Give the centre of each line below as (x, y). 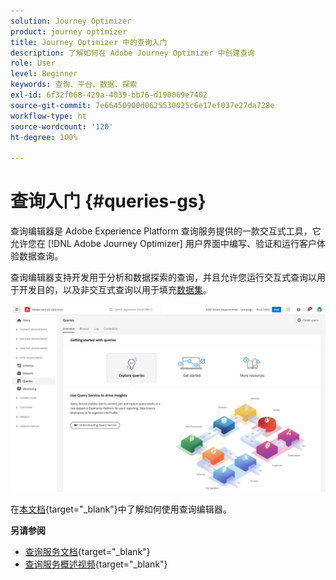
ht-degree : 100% (44, 137)
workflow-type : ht (48, 116)
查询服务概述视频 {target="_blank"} (96, 564)
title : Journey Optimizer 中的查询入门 (89, 42)
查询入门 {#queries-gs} (108, 201)
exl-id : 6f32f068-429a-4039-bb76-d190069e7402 (109, 95)
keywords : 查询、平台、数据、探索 (74, 85)
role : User (33, 63)
